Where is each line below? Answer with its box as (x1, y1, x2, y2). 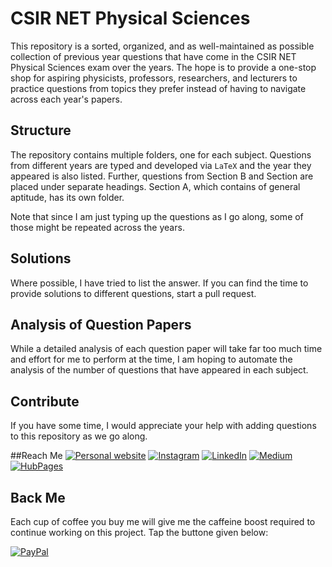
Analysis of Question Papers (10, 316, 192, 333)
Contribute (10, 393, 80, 410)
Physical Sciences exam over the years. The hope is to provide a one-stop (10, 61, 317, 73)
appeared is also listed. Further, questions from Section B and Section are (10, 170, 314, 182)
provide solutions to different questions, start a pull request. (10, 287, 257, 299)
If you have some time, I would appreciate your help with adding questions (10, 420, 317, 432)
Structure (10, 122, 72, 139)
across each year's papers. (10, 93, 123, 105)
